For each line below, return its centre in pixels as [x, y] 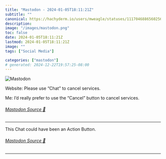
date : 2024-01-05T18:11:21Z [34, 38]
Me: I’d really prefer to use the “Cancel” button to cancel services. [72, 98]
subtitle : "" [19, 14]
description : [19, 24]
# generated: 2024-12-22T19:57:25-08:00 [47, 65]
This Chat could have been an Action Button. [51, 129]
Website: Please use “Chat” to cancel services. [53, 88]
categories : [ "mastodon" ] [32, 60]
